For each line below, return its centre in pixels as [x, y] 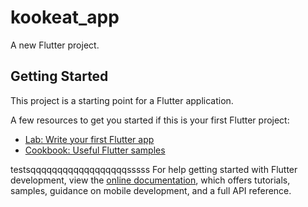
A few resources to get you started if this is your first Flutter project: [150, 120]
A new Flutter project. [55, 45]
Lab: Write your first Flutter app [89, 139]
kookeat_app [65, 17]
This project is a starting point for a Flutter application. [122, 100]
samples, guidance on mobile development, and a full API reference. [151, 190]
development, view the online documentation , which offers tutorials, [150, 180]
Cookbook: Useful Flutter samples [95, 150]
